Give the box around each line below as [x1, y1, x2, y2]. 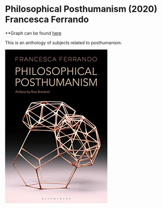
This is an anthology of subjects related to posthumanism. [5, 39, 122, 45]
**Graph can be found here [5, 30, 62, 36]
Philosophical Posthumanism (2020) [5, 3, 158, 15]
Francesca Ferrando [5, 14, 89, 25]
